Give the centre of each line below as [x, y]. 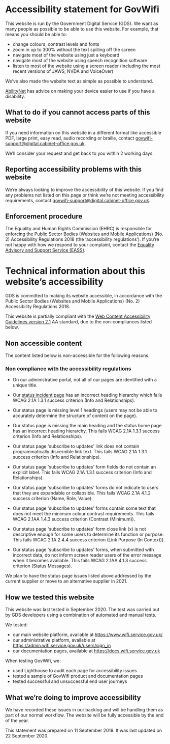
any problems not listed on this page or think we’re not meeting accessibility [85, 195]
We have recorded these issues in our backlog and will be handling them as [84, 710]
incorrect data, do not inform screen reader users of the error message [87, 555]
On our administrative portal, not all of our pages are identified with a [85, 380]
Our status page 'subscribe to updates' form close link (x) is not [79, 529]
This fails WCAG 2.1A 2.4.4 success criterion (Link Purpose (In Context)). [89, 540]
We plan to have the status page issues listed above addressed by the [78, 576]
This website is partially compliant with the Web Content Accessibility [78, 316]
